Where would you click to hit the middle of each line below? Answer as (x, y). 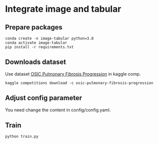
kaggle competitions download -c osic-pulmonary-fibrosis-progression (79, 83)
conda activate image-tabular (36, 43)
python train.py (22, 137)
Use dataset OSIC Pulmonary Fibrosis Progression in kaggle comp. (73, 74)
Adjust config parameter (44, 98)
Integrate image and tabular (63, 9)
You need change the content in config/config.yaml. (58, 110)
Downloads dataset (36, 62)
